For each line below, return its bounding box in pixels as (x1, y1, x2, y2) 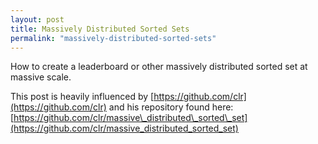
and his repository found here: (108, 101, 234, 113)
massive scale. (10, 71, 72, 83)
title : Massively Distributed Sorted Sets (10, 24, 190, 34)
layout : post (10, 14, 65, 25)
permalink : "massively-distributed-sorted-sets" (10, 33, 217, 43)
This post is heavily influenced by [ (10, 91, 155, 103)
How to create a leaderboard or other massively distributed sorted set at (10, 61, 308, 73)
